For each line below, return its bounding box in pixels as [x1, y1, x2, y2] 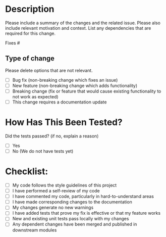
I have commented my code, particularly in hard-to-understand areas [12, 193, 154, 199]
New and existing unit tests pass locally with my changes [12, 216, 129, 222]
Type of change [5, 54, 55, 63]
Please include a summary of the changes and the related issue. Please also [5, 20, 161, 26]
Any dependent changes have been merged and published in [12, 221, 137, 227]
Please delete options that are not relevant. [5, 67, 93, 73]
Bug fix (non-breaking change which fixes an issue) [12, 77, 118, 83]
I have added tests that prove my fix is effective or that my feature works [12, 210, 161, 216]
